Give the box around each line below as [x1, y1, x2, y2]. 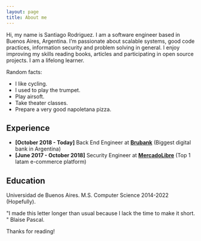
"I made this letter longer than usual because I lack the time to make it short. [6, 210, 196, 217]
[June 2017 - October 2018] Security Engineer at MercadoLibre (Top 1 [14, 152, 191, 159]
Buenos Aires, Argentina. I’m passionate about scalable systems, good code [6, 37, 195, 45]
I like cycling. [14, 80, 48, 87]
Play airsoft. [14, 93, 45, 100]
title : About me [6, 14, 47, 20]
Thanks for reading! [6, 228, 55, 235]
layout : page [6, 8, 39, 15]
